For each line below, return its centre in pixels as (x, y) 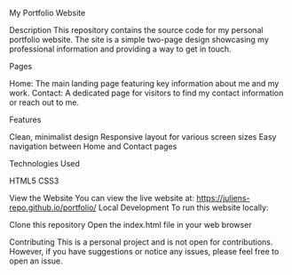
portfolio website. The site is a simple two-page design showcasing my (139, 40)
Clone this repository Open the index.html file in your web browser (130, 225)
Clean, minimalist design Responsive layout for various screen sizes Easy (143, 137)
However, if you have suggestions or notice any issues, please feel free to (144, 251)
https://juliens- (223, 198)
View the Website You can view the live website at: (102, 198)
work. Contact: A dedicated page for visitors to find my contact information (146, 93)
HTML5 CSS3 (34, 181)
